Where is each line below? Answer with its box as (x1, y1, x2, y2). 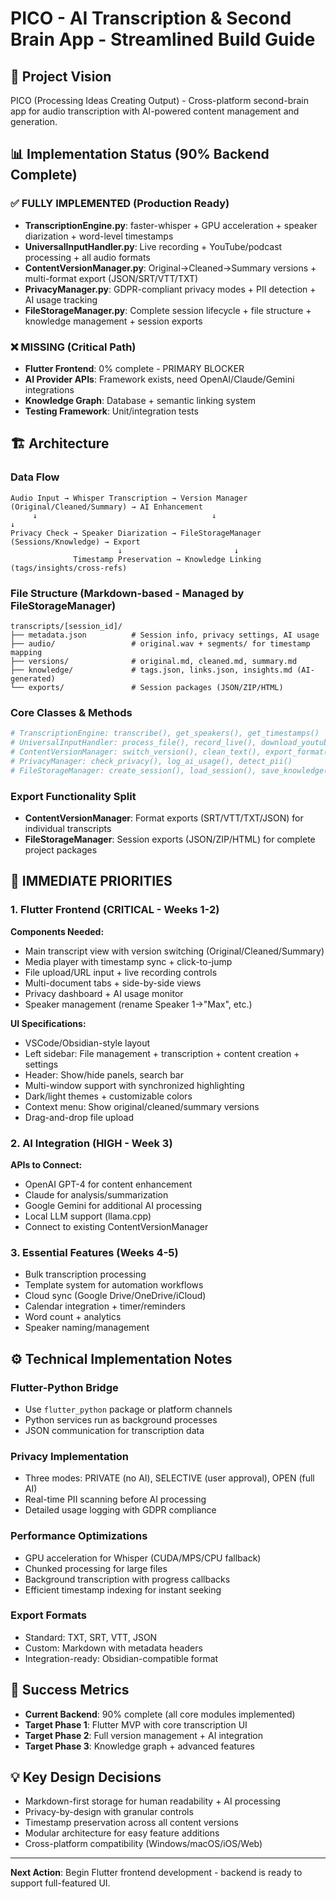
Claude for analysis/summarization (24, 1188, 169, 1201)
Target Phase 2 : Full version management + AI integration (24, 1729, 264, 1741)
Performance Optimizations (10, 1529, 148, 1543)
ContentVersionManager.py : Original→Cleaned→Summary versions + (24, 262, 317, 274)
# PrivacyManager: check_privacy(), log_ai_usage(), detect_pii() (10, 756, 293, 766)
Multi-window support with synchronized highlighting (24, 1079, 245, 1091)
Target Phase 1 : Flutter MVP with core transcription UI (24, 1718, 248, 1731)
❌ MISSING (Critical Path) (10, 340, 137, 354)
